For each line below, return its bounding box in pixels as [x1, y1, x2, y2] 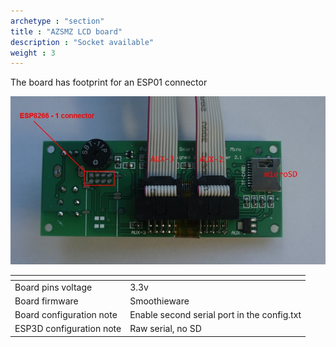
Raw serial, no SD [129, 323, 202, 335]
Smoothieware [129, 295, 190, 307]
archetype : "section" [10, 16, 105, 26]
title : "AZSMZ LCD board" [10, 26, 123, 37]
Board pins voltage [14, 281, 93, 293]
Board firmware [14, 295, 79, 307]
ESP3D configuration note [14, 323, 122, 335]
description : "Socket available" [10, 37, 155, 47]
